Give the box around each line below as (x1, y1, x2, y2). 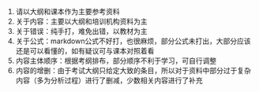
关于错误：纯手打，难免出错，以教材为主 (15, 27, 148, 35)
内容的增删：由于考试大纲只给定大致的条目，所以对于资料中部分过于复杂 (15, 66, 251, 75)
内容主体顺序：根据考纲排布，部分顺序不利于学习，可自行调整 (15, 56, 217, 65)
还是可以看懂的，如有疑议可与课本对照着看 (15, 46, 155, 55)
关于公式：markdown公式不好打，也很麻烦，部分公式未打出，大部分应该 (15, 36, 251, 46)
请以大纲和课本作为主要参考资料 (15, 7, 120, 16)
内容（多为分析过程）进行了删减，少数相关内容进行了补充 (15, 75, 203, 85)
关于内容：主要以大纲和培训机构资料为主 (15, 17, 148, 26)
